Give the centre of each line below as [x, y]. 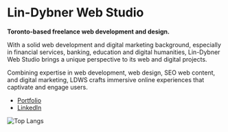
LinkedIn [29, 107]
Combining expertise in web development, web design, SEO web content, [111, 72]
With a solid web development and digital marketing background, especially [114, 44]
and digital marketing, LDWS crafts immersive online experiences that [106, 79]
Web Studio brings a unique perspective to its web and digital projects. [107, 59]
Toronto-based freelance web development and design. [89, 31]
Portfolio [29, 100]
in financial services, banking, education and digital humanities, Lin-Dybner [114, 52]
